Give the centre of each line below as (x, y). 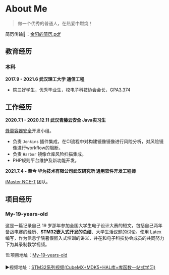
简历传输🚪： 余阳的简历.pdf (33, 34)
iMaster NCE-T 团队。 (28, 182)
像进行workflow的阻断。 (38, 148)
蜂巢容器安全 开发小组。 (30, 131)
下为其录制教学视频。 (27, 244)
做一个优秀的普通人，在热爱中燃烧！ (55, 23)
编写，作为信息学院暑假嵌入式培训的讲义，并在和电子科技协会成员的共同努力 (85, 238)
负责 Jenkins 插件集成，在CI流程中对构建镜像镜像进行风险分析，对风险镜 (88, 142)
